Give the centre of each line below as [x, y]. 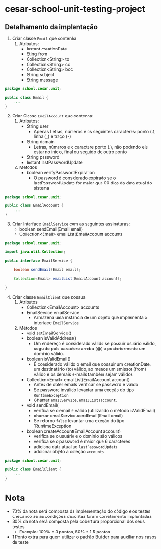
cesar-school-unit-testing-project [75, 9]
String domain [40, 141]
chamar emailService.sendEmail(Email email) [78, 416]
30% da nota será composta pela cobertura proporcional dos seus [78, 522]
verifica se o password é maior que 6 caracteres [82, 441]
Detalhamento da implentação [51, 27]
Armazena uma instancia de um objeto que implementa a [90, 317]
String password [43, 157]
